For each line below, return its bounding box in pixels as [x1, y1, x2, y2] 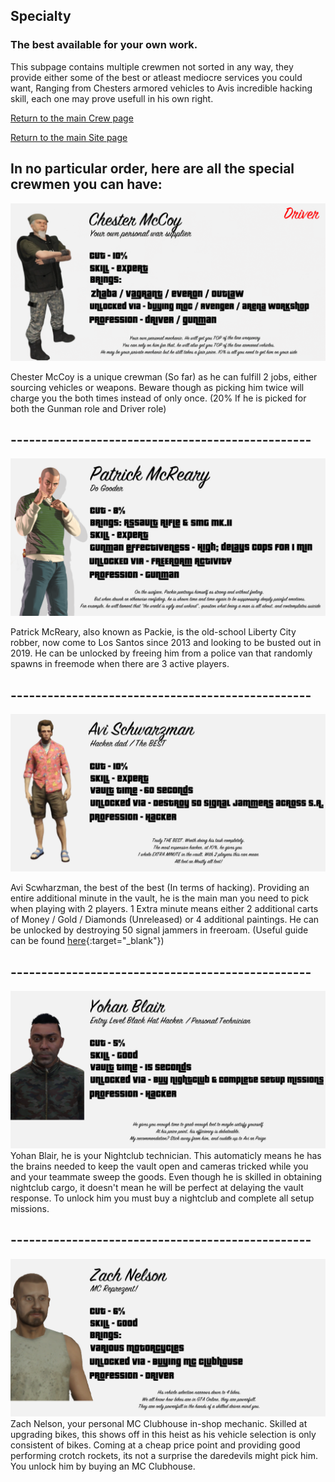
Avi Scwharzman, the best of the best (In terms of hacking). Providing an [10, 882, 310, 894]
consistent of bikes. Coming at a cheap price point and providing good [10, 1439, 301, 1451]
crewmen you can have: [10, 176, 163, 193]
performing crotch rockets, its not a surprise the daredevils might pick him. [10, 1449, 318, 1461]
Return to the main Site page [10, 131, 128, 143]
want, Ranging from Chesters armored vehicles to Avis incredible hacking [10, 82, 313, 94]
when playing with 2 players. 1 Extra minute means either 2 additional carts [10, 903, 319, 915]
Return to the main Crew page [10, 112, 134, 124]
